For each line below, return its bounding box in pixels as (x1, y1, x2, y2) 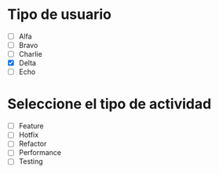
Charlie (18, 50, 42, 59)
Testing (18, 157, 44, 166)
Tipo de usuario (7, 6, 111, 24)
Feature (18, 121, 44, 131)
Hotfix (18, 130, 39, 139)
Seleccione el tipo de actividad (7, 95, 212, 113)
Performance (18, 148, 62, 157)
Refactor (18, 139, 47, 149)
